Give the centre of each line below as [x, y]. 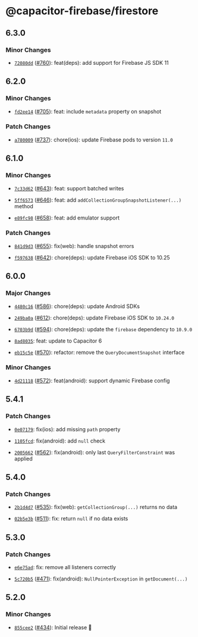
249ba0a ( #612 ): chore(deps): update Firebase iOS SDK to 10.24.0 [94, 318]
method [24, 206]
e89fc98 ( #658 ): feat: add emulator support [67, 218]
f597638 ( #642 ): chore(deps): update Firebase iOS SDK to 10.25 [92, 258]
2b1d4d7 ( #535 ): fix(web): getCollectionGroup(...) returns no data [96, 507]
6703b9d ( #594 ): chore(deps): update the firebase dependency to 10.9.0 [103, 329]
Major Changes [28, 293]
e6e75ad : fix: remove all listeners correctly [65, 567]
